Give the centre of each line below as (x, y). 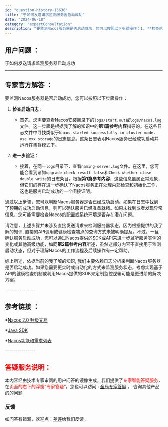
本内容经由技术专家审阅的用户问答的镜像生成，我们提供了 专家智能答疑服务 (82, 380)
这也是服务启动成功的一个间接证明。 (57, 191)
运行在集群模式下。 (40, 145)
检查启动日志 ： (28, 109)
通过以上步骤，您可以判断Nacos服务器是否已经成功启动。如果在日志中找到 (82, 202)
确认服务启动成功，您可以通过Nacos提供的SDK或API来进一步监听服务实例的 (83, 238)
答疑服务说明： (28, 367)
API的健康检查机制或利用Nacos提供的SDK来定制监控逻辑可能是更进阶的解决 (83, 273)
